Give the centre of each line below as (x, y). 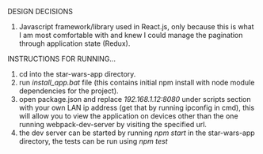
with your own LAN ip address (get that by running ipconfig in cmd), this (137, 107)
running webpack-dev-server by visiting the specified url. (113, 124)
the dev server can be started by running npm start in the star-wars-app (137, 133)
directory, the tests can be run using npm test (93, 141)
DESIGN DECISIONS (40, 11)
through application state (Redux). (74, 43)
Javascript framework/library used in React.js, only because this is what (136, 26)
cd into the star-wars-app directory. (77, 74)
